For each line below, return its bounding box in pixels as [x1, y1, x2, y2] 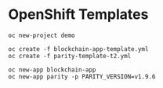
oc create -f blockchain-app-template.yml [8, 45, 149, 53]
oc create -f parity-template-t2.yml [8, 52, 132, 60]
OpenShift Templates [8, 5, 149, 24]
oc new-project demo [8, 31, 76, 39]
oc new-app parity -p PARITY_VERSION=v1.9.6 [8, 72, 156, 80]
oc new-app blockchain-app [8, 65, 96, 74]
